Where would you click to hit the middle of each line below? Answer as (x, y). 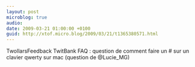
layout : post (23, 12)
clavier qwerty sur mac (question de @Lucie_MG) (68, 57)
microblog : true (27, 17)
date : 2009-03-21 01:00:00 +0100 (48, 28)
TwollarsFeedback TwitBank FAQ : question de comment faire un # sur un (98, 51)
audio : (15, 23)
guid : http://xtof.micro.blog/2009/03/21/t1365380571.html (82, 34)
